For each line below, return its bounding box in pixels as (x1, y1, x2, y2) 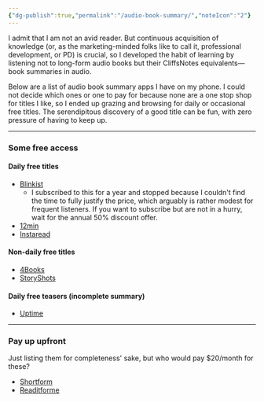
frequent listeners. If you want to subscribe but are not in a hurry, (31, 204, 243, 213)
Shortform (19, 377, 53, 386)
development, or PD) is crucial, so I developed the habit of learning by (8, 50, 234, 59)
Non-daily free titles (8, 247, 75, 256)
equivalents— (200, 58, 245, 68)
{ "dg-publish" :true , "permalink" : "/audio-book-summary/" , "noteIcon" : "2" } (8, 11, 251, 20)
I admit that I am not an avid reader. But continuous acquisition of (8, 33, 219, 42)
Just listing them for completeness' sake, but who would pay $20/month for (8, 353, 254, 363)
